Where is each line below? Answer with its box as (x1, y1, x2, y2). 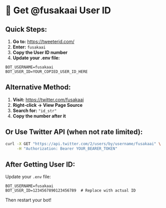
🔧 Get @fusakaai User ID (5, 5, 111, 16)
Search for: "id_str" (12, 107, 57, 113)
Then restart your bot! (5, 197, 52, 203)
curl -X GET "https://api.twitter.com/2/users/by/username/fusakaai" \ (5, 141, 161, 146)
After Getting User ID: (5, 160, 76, 169)
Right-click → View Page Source (12, 102, 83, 108)
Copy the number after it (12, 112, 66, 119)
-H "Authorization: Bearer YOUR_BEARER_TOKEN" (16, 146, 117, 151)
